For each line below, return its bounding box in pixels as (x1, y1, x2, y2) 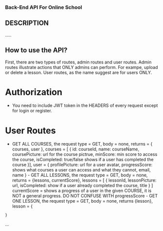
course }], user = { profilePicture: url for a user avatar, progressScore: (12, 162, 153, 168)
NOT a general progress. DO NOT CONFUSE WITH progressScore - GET (12, 193, 158, 199)
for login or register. (12, 108, 52, 114)
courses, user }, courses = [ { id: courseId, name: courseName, (12, 146, 140, 152)
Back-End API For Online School (5, 4, 82, 11)
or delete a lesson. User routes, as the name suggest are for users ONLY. (5, 69, 152, 75)
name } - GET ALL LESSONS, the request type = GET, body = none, (12, 172, 148, 178)
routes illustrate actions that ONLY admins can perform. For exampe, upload (5, 64, 158, 70)
